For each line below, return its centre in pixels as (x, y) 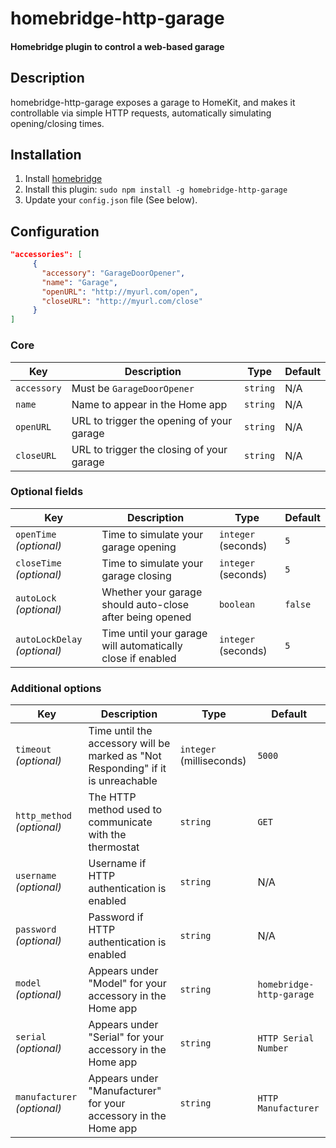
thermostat (114, 847)
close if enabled (139, 658)
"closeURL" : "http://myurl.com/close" (122, 301)
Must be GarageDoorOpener (133, 388)
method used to (125, 810)
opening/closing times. (57, 123)
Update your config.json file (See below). (111, 200)
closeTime (38, 563)
